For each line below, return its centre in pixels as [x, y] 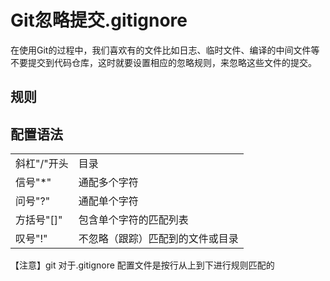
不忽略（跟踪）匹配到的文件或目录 [158, 239]
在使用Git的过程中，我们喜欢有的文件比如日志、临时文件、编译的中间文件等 [165, 50]
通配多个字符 [108, 183]
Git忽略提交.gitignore [99, 20]
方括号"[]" [39, 220]
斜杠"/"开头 [42, 164]
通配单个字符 [108, 201]
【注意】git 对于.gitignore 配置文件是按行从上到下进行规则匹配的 [142, 265]
